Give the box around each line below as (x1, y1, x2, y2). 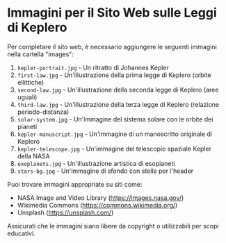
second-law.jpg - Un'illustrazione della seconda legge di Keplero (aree (17, 85, 219, 94)
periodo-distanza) (17, 108, 70, 116)
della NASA (17, 151, 50, 160)
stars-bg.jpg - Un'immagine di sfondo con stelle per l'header (17, 167, 194, 175)
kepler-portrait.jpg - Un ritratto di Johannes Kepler (17, 63, 169, 72)
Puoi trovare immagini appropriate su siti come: (7, 180, 143, 188)
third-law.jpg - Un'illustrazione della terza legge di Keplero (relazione (17, 100, 219, 108)
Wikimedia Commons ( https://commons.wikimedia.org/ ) (17, 201, 178, 209)
